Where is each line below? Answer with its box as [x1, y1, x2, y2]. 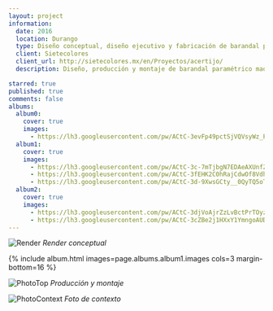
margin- [236, 254, 263, 264]
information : [8, 20, 53, 28]
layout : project [8, 11, 63, 20]
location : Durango [15, 34, 79, 43]
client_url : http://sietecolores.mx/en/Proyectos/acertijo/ [15, 58, 223, 66]
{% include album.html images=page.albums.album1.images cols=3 [8, 254, 235, 264]
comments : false [8, 94, 63, 103]
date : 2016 [15, 27, 53, 35]
